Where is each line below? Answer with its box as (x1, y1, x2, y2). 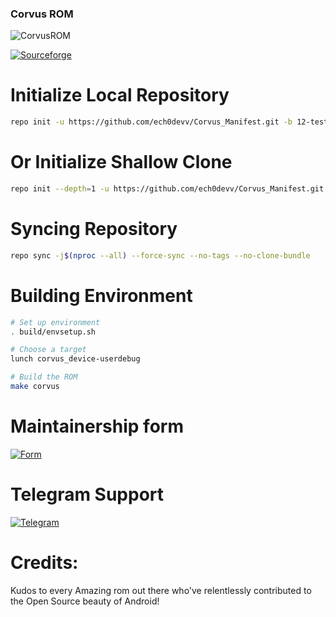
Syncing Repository (10, 218, 178, 241)
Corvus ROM (10, 7, 74, 21)
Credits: (10, 551, 79, 574)
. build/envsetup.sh (10, 327, 97, 337)
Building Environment (10, 284, 193, 307)
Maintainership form (10, 415, 184, 438)
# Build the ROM (10, 372, 78, 382)
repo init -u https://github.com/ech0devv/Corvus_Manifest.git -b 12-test (10, 117, 329, 127)
